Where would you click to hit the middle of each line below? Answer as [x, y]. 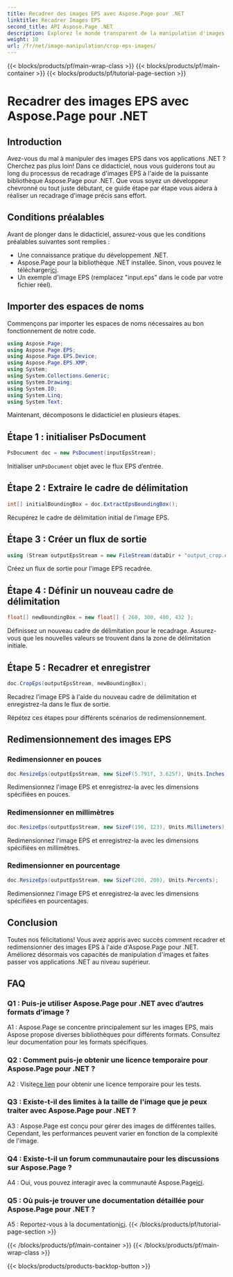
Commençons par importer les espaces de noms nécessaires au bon [106, 323]
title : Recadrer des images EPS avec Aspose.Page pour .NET [96, 14]
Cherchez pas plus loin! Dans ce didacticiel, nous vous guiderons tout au [111, 166]
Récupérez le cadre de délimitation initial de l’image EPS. [88, 517]
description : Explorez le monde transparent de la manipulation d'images [116, 33]
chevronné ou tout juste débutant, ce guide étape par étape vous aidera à [112, 188]
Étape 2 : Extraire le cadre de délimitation [98, 488]
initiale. [17, 645]
